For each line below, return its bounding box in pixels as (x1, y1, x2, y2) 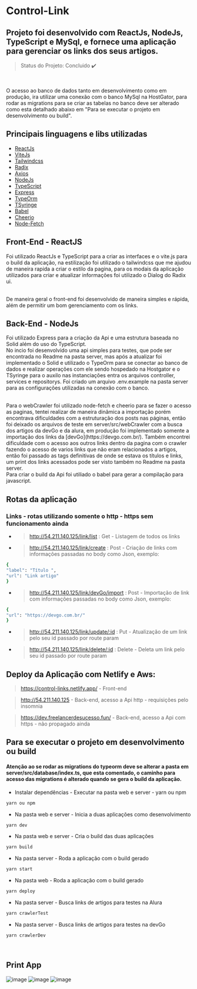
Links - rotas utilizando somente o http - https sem (6, 512, 153, 520)
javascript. (6, 477, 32, 484)
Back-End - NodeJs (6, 319, 79, 329)
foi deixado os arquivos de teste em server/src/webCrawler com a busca (6, 421, 183, 428)
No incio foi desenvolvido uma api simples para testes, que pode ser (6, 347, 172, 354)
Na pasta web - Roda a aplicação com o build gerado (14, 877, 144, 884)
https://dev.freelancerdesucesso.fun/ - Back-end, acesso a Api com (20, 714, 186, 721)
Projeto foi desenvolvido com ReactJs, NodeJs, (6, 28, 183, 38)
